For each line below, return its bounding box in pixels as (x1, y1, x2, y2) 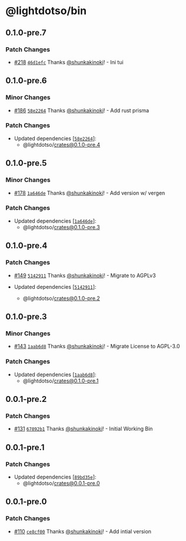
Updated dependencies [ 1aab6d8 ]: (14, 371, 97, 378)
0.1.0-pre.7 (5, 28, 46, 38)
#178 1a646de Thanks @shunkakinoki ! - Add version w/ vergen (14, 189, 165, 196)
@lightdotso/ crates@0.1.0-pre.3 (22, 223, 101, 230)
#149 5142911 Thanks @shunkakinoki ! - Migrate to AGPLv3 (14, 272, 157, 279)
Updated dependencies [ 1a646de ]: (14, 217, 97, 225)
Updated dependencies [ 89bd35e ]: (14, 473, 97, 480)
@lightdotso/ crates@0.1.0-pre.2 (22, 295, 101, 302)
